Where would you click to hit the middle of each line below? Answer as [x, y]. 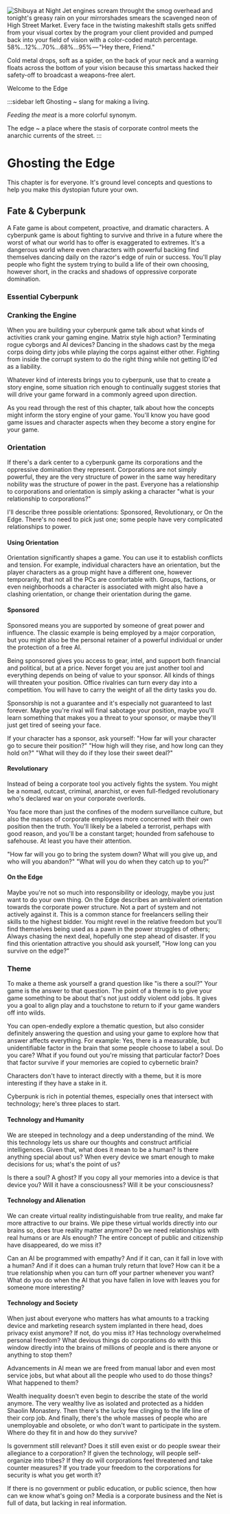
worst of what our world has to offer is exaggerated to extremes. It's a [106, 242]
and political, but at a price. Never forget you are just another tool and [106, 668]
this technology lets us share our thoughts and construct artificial [99, 1142]
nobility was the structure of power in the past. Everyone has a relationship [113, 484]
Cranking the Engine [42, 315]
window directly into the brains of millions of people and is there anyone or [113, 1347]
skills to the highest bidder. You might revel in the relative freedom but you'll [114, 922]
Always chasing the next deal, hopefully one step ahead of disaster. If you [112, 936]
